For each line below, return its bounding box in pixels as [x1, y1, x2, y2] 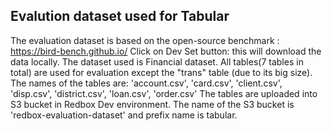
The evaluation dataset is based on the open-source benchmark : [10, 34, 280, 46]
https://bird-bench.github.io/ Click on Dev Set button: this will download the [10, 45, 322, 57]
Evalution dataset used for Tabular [10, 8, 230, 25]
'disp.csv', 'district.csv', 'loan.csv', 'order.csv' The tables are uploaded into [10, 87, 318, 99]
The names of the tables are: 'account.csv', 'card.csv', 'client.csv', [10, 77, 283, 89]
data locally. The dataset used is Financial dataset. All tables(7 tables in [10, 55, 304, 68]
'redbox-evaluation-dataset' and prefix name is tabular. [10, 109, 238, 121]
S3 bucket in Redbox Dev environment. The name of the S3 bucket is [10, 98, 295, 110]
